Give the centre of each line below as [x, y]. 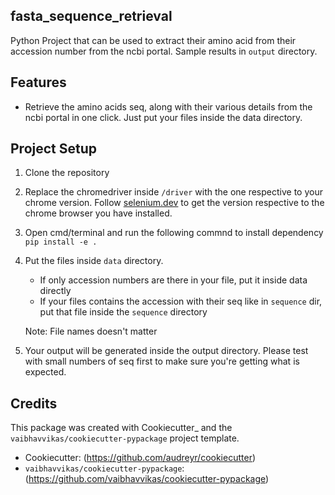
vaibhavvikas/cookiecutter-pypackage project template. [125, 438]
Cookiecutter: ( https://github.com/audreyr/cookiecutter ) [140, 458]
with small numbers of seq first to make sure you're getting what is [162, 361]
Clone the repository [67, 173]
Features [38, 82]
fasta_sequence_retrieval [91, 16]
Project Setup [54, 149]
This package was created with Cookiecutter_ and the [121, 428]
